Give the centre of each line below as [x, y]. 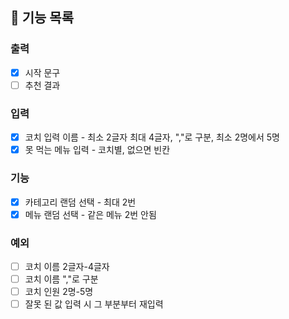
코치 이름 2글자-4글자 [67, 266]
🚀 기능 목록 [42, 18]
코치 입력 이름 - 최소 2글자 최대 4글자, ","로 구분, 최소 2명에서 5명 [152, 137]
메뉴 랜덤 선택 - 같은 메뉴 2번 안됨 [90, 214]
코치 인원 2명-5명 [59, 292]
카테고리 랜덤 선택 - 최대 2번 [80, 202]
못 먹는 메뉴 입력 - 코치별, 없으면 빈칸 [97, 150]
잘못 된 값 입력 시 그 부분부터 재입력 [94, 304]
